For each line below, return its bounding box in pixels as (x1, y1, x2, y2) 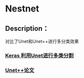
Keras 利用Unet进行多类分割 (5, 52, 74, 59)
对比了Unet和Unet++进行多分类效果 (5, 38, 79, 44)
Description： (5, 24, 49, 32)
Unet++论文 (5, 66, 34, 73)
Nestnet (5, 3, 39, 14)
